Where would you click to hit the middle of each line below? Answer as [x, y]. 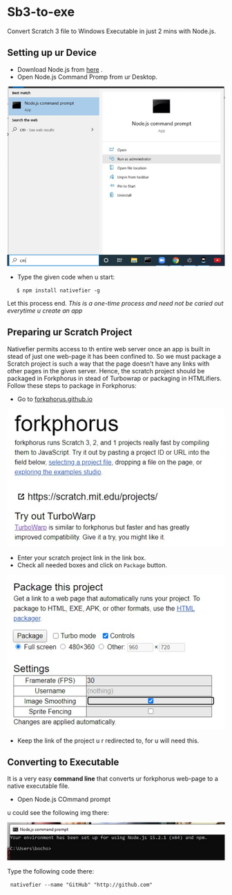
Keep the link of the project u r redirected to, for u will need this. [108, 740]
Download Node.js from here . [60, 69]
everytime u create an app [45, 311]
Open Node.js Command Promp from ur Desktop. [87, 77]
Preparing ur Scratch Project [70, 332]
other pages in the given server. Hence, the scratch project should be [106, 371]
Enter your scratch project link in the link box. [81, 558]
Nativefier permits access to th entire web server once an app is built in [109, 348]
